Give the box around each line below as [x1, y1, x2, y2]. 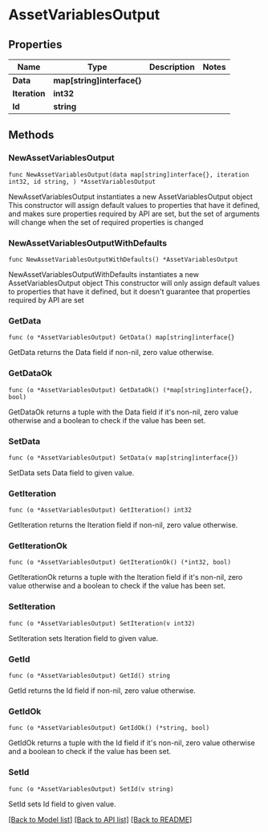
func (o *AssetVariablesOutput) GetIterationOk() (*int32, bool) [8, 558, 231, 567]
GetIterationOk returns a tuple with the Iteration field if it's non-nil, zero [8, 573, 243, 582]
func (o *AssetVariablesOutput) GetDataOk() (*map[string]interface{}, [8, 385, 253, 394]
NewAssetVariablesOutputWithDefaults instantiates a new [8, 269, 199, 279]
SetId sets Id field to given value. [8, 799, 116, 809]
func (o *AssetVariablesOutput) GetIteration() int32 [8, 506, 193, 515]
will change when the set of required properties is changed [8, 217, 204, 226]
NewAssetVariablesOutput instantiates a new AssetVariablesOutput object [8, 191, 253, 202]
